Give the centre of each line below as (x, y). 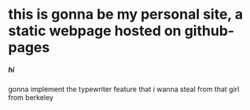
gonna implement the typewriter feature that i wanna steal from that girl (124, 89)
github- (209, 31)
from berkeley (31, 98)
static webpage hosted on (95, 31)
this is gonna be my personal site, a (126, 14)
